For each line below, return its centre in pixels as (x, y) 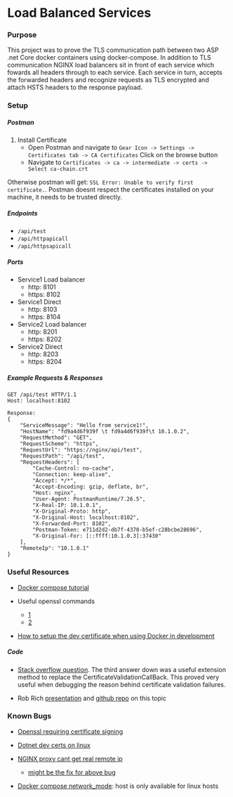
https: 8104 (44, 317)
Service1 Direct (39, 302)
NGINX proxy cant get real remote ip (70, 758)
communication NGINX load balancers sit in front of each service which (111, 65)
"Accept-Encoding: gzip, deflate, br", (91, 487)
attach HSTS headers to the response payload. (75, 87)
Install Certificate (42, 140)
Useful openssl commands (56, 601)
